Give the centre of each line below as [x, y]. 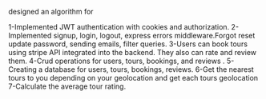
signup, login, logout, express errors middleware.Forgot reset [154, 36]
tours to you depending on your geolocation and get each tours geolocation [133, 78]
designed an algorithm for [51, 12]
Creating [23, 69]
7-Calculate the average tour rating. [67, 86]
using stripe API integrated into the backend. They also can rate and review [133, 52]
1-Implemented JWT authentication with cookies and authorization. [119, 27]
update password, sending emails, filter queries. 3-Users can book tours [128, 44]
